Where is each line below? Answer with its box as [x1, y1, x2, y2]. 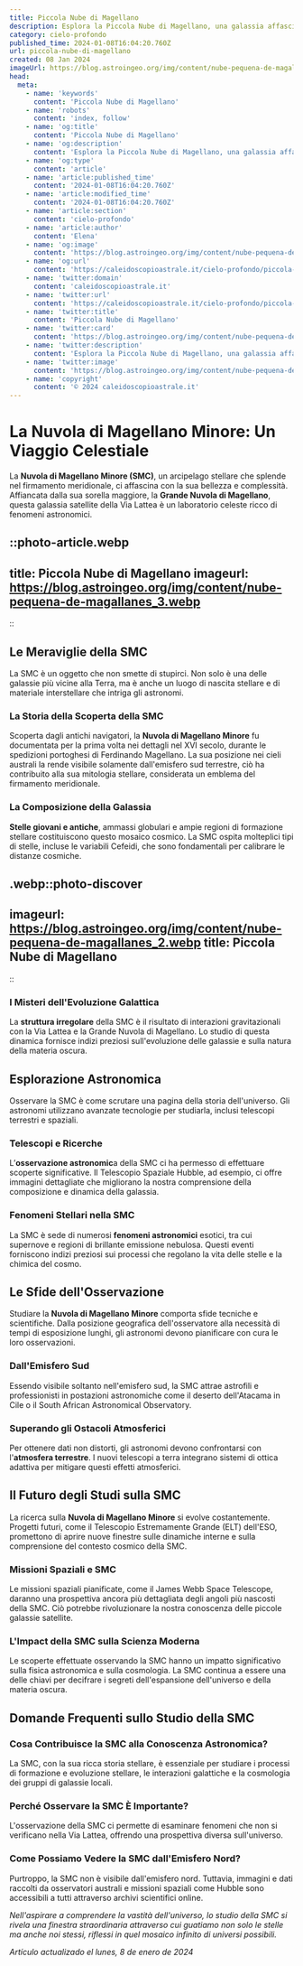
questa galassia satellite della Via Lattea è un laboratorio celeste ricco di [9, 499, 278, 510]
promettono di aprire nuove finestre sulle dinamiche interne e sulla [9, 1531, 256, 1542]
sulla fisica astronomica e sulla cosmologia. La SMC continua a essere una [9, 1665, 287, 1676]
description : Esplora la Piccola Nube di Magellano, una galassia [9, 22, 264, 31]
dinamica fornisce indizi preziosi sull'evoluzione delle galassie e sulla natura [9, 1036, 291, 1047]
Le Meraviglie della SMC [9, 644, 149, 659]
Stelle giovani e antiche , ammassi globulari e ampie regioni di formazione [9, 821, 284, 832]
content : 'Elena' [32, 231, 99, 240]
